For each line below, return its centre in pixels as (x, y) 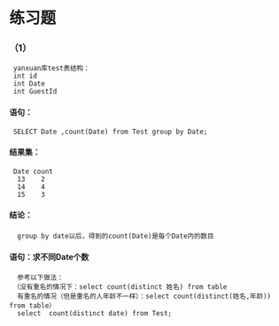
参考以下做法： (40, 278)
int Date (29, 84)
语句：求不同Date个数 (49, 256)
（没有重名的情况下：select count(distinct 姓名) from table (120, 287)
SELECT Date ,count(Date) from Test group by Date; (110, 132)
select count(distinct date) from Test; (95, 314)
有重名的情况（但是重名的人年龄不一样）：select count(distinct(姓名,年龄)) (144, 297)
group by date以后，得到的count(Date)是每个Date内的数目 (116, 236)
